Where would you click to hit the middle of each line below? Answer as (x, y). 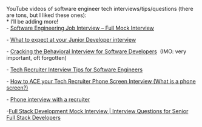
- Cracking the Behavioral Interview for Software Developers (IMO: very (96, 51)
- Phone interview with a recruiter (48, 99)
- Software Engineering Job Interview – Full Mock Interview (80, 28)
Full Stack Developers (33, 118)
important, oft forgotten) (36, 58)
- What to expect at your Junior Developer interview (71, 40)
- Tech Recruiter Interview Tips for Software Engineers (75, 70)
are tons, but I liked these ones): (46, 15)
